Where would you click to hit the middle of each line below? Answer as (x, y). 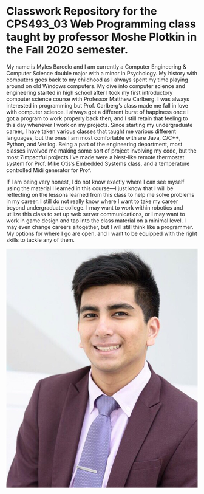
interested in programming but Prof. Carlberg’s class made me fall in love (97, 105)
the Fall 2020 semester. (67, 50)
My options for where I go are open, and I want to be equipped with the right (102, 233)
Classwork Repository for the (82, 11)
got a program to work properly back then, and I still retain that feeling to (97, 118)
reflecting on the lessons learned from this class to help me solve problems (100, 194)
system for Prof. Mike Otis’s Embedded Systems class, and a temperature (98, 163)
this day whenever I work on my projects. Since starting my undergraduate (100, 125)
